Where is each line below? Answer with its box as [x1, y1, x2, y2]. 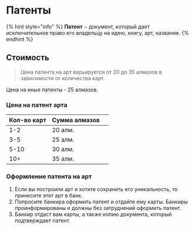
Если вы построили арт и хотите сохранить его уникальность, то [14, 186, 178, 193]
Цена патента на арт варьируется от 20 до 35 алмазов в [20, 68, 162, 75]
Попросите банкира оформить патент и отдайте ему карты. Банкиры [14, 198, 188, 205]
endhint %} [6, 35, 33, 42]
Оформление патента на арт [6, 172, 92, 180]
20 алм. [52, 126, 75, 134]
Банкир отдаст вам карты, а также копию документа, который [14, 211, 172, 218]
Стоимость [6, 52, 50, 63]
